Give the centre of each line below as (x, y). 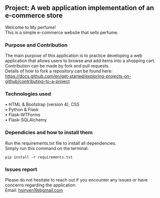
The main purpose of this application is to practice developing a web (74, 56)
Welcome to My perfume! (30, 27)
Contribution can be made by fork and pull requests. (57, 66)
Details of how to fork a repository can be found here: (59, 71)
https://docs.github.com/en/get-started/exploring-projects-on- (68, 76)
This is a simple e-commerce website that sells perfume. (62, 32)
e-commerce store (34, 16)
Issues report (21, 169)
